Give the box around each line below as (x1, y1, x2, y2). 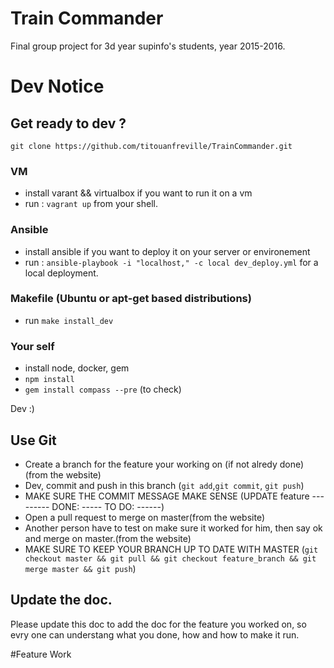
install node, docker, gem (24, 362, 130, 374)
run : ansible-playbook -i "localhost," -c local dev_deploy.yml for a (24, 256, 319, 268)
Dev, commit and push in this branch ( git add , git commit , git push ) (24, 479, 305, 491)
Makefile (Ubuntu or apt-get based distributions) (10, 292, 252, 306)
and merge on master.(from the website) (24, 532, 192, 544)
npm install (24, 375, 75, 385)
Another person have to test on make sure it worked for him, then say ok (24, 522, 323, 534)
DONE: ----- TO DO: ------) (51, 500, 165, 512)
